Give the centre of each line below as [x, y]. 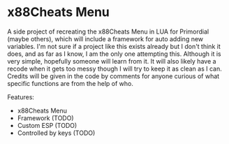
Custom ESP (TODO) [47, 125]
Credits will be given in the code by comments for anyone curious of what [113, 76]
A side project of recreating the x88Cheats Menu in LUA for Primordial [108, 31]
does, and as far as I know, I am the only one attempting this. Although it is [114, 54]
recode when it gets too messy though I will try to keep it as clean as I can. [114, 69]
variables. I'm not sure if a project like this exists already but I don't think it [114, 46]
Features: [21, 97]
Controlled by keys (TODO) [56, 133]
